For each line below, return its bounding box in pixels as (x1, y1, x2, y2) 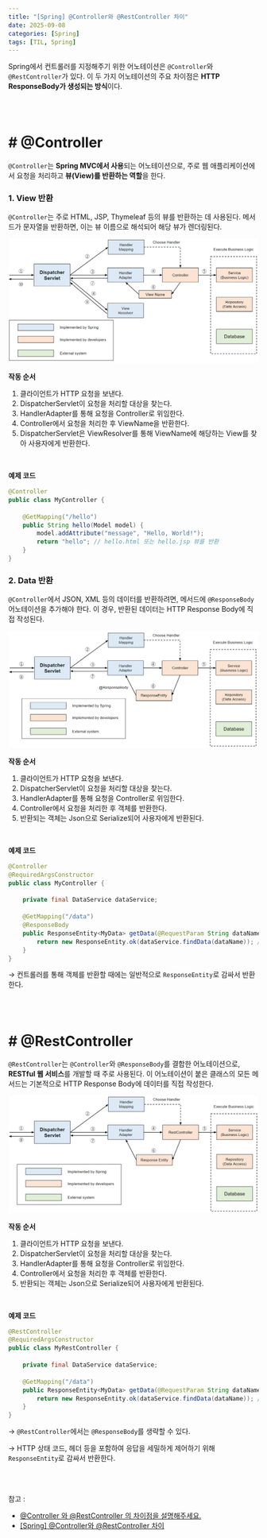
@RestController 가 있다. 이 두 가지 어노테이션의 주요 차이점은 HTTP (8, 71, 220, 81)
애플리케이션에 (210, 161, 256, 171)
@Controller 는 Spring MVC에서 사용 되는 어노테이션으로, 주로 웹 (8, 161, 209, 171)
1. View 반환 (8, 193, 53, 204)
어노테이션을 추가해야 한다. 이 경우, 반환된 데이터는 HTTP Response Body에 (8, 605, 246, 614)
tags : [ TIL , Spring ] (8, 38, 77, 46)
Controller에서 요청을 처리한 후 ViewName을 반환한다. (19, 419, 190, 428)
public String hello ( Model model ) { (22, 521, 145, 529)
